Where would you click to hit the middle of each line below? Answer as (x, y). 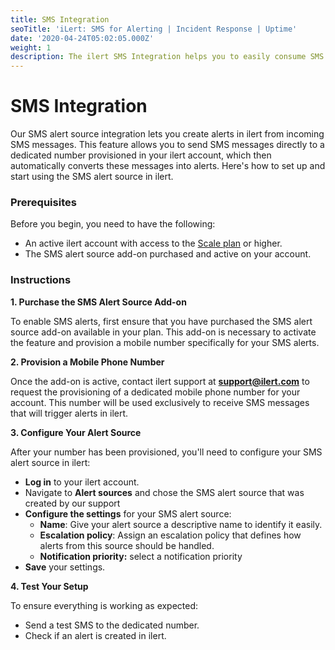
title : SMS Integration (60, 19)
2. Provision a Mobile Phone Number (87, 362)
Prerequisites (43, 202)
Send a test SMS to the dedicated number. (112, 625)
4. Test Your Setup (49, 586)
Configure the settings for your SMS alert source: (128, 513)
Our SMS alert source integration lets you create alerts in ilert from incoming (167, 134)
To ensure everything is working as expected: (104, 605)
